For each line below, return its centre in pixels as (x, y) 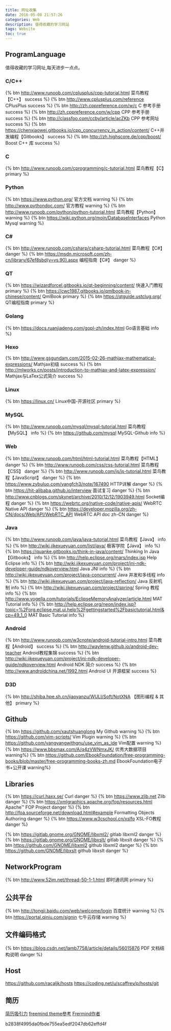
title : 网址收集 (21, 10)
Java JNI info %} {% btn (105, 569)
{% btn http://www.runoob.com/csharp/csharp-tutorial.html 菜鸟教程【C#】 (85, 248)
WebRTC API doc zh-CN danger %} (111, 514)
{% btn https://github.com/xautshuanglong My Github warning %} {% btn (82, 731)
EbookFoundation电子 (140, 761)
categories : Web (22, 19)
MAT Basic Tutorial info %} (56, 615)
